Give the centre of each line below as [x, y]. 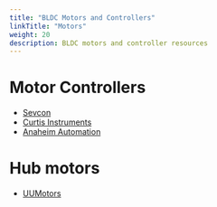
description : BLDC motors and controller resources [108, 43]
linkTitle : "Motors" [48, 26]
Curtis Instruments [57, 122]
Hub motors [55, 169]
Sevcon [37, 113]
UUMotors [42, 193]
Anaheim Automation [61, 132]
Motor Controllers [78, 88]
